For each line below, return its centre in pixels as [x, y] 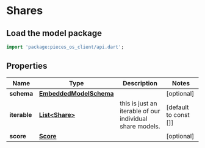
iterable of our [140, 111]
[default [178, 107]
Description [140, 83]
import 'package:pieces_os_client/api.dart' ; [65, 47]
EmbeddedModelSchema [76, 93]
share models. [140, 126]
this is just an [138, 103]
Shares [25, 11]
